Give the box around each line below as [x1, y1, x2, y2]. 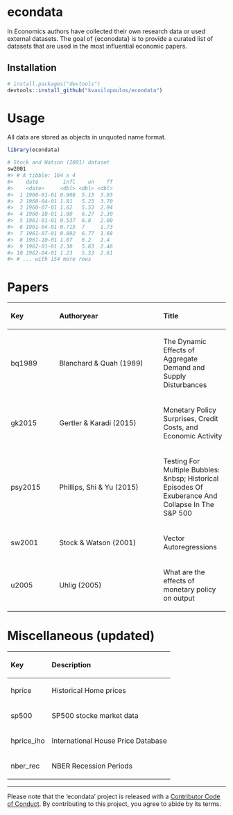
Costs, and [163, 422, 199, 432]
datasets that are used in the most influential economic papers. [7, 42, 187, 50]
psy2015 [10, 483, 41, 492]
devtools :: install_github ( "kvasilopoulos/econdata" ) [7, 87, 163, 94]
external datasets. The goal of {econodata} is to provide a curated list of [7, 34, 214, 42]
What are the [163, 567, 206, 577]
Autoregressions [163, 542, 217, 552]
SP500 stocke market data [51, 711, 139, 721]
